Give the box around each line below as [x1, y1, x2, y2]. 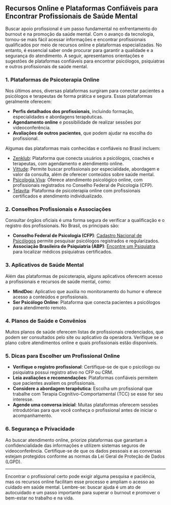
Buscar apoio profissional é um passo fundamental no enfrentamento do [5, 25, 157, 32]
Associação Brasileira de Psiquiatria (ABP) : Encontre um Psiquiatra [12, 243, 156, 249]
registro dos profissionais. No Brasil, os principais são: [5, 222, 120, 229]
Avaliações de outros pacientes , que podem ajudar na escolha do [12, 130, 153, 136]
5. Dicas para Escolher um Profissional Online [5, 352, 120, 359]
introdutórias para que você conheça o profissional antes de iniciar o [12, 407, 157, 413]
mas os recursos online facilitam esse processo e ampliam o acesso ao [5, 479, 155, 485]
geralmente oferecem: [5, 99, 52, 105]
